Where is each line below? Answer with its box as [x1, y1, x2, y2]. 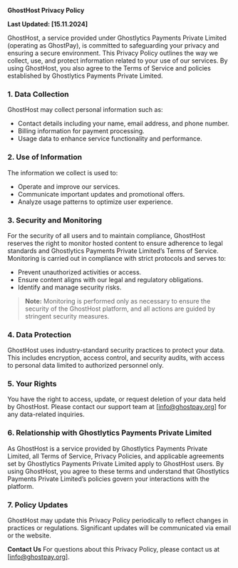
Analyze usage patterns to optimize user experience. [17, 197, 173, 206]
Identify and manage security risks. [17, 283, 122, 291]
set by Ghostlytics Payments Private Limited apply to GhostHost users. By [7, 459, 224, 468]
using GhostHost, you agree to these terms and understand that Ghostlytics [7, 467, 229, 475]
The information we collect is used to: [7, 168, 118, 177]
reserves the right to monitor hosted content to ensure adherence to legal [7, 239, 223, 247]
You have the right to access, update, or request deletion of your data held [7, 395, 227, 403]
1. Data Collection [7, 89, 69, 99]
